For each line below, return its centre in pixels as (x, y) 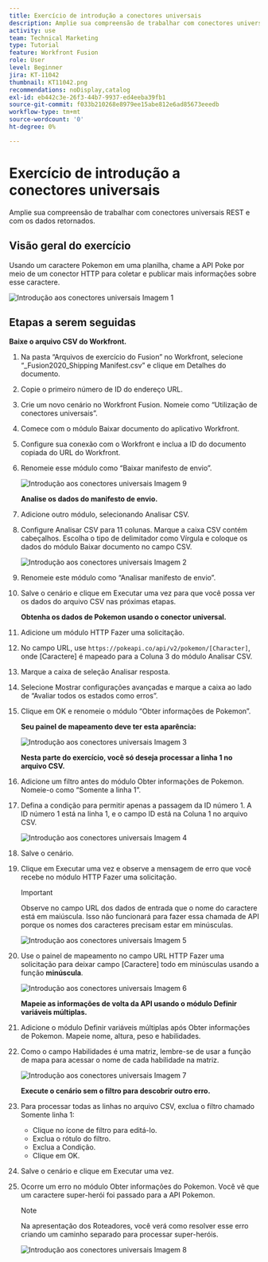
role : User (27, 61)
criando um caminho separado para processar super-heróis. (119, 1234)
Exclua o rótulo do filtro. (72, 1139)
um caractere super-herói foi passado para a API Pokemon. (118, 1195)
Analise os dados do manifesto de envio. (89, 499)
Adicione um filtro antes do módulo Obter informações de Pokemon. (132, 781)
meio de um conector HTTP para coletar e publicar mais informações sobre (133, 273)
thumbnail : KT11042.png (49, 82)
